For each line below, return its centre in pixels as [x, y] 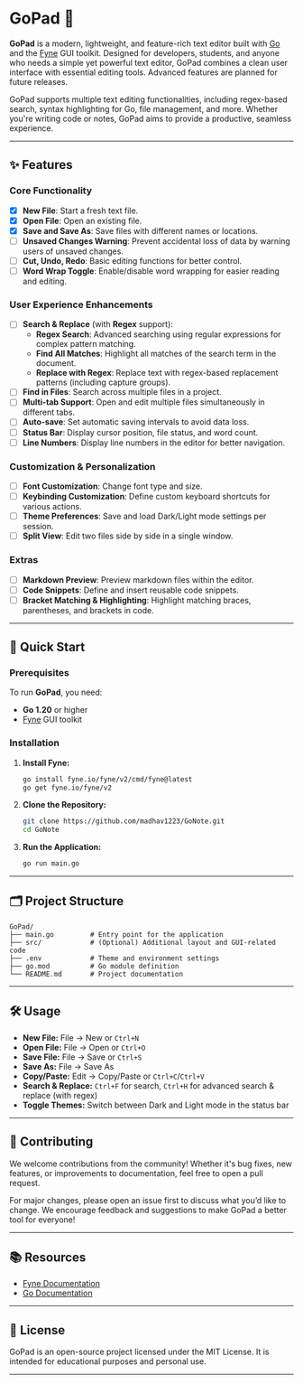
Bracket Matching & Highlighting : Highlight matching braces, [137, 600]
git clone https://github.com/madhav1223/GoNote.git [124, 821]
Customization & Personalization [83, 466]
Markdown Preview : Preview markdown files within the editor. [138, 580]
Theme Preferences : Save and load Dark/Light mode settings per [144, 516]
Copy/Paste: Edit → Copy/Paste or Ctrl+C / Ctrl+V [113, 1076]
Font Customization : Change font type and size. [112, 486]
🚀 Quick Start [47, 647]
